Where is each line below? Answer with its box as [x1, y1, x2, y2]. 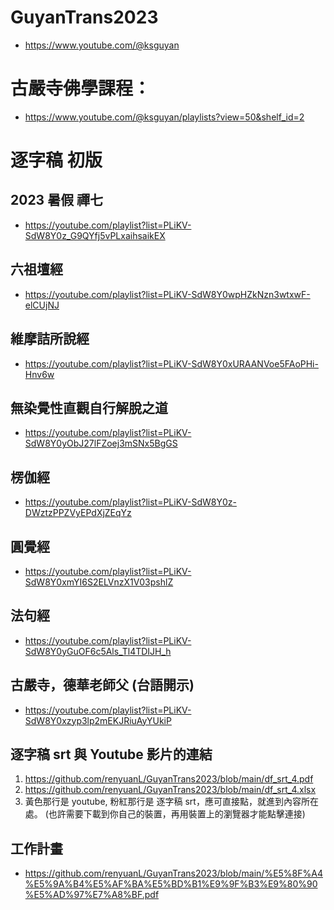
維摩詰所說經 [10, 331, 90, 348]
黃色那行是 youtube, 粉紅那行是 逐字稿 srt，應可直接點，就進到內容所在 [24, 796, 319, 808]
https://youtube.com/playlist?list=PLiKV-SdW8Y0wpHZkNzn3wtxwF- [24, 288, 311, 300]
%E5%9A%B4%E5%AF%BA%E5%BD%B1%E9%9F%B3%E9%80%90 [24, 878, 318, 890]
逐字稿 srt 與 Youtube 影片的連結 [10, 746, 213, 763]
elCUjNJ [24, 299, 60, 311]
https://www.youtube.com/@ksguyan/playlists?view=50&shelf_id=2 [24, 111, 305, 123]
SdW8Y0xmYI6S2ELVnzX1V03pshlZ [24, 576, 174, 588]
